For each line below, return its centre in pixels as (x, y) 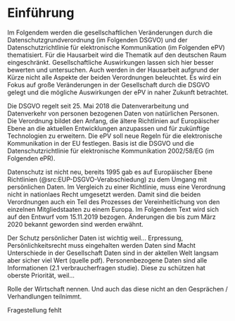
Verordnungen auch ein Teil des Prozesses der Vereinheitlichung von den (114, 201)
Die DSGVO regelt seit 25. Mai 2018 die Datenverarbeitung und (98, 106)
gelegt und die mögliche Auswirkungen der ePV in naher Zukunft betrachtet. (118, 92)
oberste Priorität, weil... (41, 275)
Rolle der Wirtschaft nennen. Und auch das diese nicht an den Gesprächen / (118, 289)
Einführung (41, 13)
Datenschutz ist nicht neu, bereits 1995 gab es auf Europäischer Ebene (110, 172)
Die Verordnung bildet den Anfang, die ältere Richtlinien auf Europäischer (114, 120)
